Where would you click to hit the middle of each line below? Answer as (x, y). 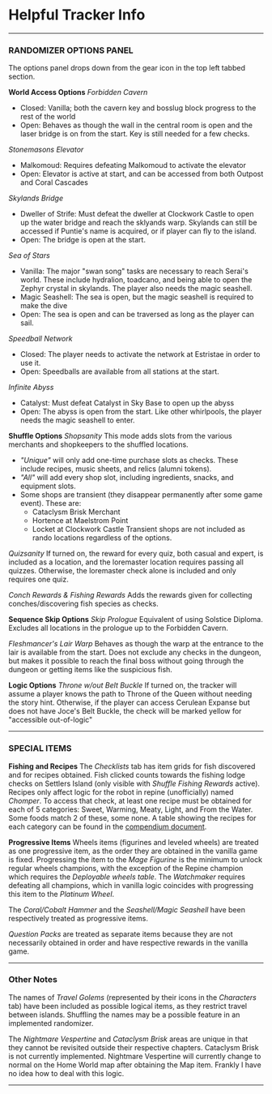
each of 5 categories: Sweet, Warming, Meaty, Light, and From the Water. (131, 809)
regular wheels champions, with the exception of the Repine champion (126, 868)
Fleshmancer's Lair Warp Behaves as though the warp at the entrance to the (136, 644)
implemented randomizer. (51, 1023)
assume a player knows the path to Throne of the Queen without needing (130, 694)
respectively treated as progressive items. (78, 918)
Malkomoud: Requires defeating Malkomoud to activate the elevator (133, 165)
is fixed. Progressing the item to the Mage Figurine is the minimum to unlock (136, 859)
